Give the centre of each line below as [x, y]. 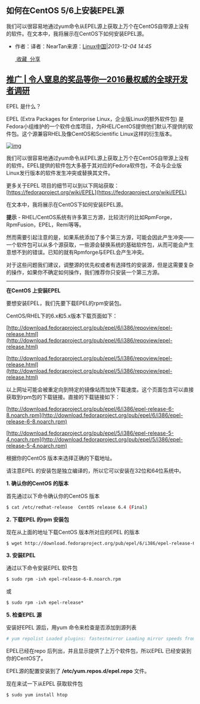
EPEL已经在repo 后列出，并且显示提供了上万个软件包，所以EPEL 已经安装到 [99, 651]
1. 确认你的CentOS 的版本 [37, 483]
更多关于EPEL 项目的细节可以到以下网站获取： [63, 185]
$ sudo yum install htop [37, 695]
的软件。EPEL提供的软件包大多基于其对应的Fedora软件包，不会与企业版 [94, 165]
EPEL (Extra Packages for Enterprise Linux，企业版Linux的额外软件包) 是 [95, 119]
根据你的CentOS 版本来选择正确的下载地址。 [61, 458]
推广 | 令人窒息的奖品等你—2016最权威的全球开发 [97, 80]
